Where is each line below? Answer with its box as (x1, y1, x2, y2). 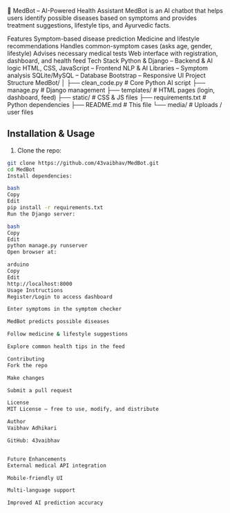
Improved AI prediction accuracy (7, 499, 104, 507)
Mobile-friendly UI (7, 474, 64, 481)
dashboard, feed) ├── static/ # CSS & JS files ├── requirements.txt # (7, 93, 207, 101)
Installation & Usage (7, 128, 95, 139)
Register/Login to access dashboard (7, 293, 113, 300)
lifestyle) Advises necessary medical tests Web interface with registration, (7, 49, 218, 57)
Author (7, 418, 26, 425)
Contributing (7, 356, 45, 362)
